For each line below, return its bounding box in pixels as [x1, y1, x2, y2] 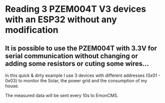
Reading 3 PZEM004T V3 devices [5, 3, 146, 15]
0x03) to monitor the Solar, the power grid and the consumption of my [5, 78, 148, 83]
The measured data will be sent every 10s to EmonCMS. [5, 93, 119, 98]
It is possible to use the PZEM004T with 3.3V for [5, 44, 157, 52]
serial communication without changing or [5, 52, 138, 60]
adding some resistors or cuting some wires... [5, 59, 149, 68]
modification [5, 25, 59, 35]
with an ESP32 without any [5, 14, 117, 25]
